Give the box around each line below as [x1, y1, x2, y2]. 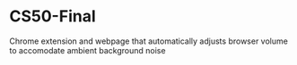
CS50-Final [9, 6, 96, 27]
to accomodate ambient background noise [9, 45, 166, 55]
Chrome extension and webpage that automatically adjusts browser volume [9, 36, 289, 46]
